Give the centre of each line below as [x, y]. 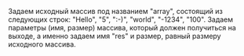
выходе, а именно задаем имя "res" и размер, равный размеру [115, 36]
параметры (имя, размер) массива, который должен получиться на [122, 28]
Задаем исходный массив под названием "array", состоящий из [116, 11]
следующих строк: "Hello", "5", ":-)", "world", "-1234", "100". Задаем [121, 19]
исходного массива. [42, 44]
